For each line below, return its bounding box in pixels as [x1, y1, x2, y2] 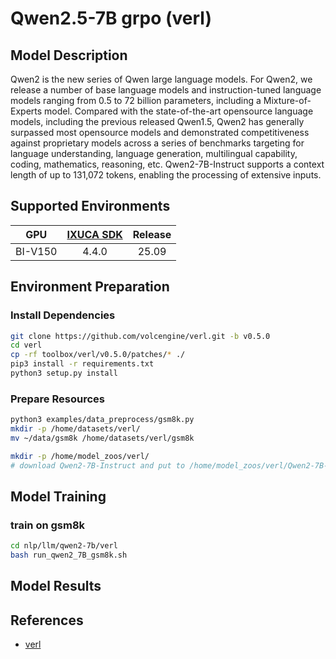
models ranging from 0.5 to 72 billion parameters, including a [10, 95, 262, 106]
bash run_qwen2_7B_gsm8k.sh [10, 550, 128, 561]
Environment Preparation [10, 278, 170, 296]
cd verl [10, 340, 43, 351]
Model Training [10, 488, 107, 505]
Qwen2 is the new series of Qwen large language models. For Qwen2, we [10, 73, 313, 85]
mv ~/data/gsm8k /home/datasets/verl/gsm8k [10, 433, 195, 443]
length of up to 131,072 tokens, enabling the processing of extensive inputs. [10, 169, 322, 181]
